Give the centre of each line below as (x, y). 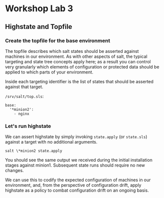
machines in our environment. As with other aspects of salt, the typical (76, 56)
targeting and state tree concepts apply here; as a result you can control (78, 61)
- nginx (22, 114)
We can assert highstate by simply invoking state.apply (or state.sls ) (76, 137)
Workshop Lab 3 (39, 9)
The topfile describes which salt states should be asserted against (72, 51)
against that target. (24, 87)
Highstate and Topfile (39, 27)
